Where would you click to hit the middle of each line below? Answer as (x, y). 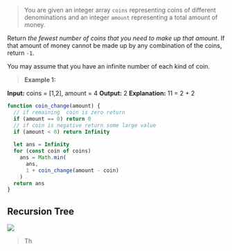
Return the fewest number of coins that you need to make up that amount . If (116, 38)
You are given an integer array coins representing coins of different (120, 10)
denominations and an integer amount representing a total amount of (121, 17)
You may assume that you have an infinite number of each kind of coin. (108, 66)
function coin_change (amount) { (54, 106)
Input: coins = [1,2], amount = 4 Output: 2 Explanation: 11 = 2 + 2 (101, 93)
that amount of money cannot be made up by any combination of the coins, (115, 45)
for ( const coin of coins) (52, 151)
